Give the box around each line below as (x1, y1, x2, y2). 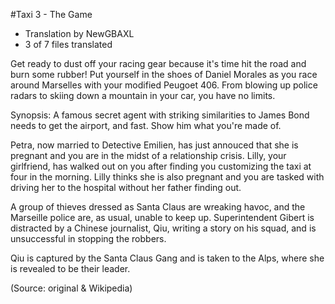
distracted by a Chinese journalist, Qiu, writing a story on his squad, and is (10, 222, 317, 234)
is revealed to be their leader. (10, 263, 131, 274)
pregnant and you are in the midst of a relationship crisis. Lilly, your (10, 150, 287, 161)
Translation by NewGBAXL (24, 28, 135, 39)
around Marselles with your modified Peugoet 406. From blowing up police (10, 79, 318, 91)
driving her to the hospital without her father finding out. (10, 182, 242, 193)
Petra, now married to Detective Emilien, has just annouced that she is (10, 139, 299, 151)
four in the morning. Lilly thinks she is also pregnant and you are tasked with (10, 171, 325, 183)
